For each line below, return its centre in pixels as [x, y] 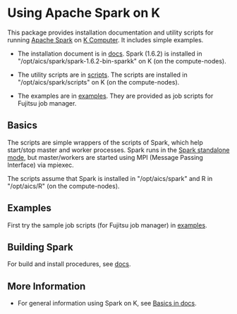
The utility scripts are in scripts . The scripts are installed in [103, 75]
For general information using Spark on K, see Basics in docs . [107, 303]
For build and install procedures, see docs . [69, 264]
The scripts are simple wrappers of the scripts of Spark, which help [105, 142]
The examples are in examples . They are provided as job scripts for [115, 96]
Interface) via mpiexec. [41, 165]
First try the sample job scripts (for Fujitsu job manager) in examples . [107, 225]
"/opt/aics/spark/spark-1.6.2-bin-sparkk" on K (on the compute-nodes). [122, 61]
